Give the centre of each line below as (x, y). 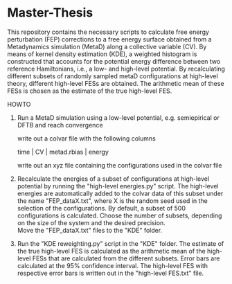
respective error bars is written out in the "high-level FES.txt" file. (110, 273)
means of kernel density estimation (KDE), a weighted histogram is (102, 54)
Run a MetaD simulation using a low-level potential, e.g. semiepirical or (118, 117)
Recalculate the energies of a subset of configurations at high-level (113, 179)
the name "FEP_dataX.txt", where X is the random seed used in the (112, 201)
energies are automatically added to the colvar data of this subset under (120, 193)
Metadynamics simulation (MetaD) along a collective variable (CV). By (107, 46)
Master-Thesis (50, 13)
